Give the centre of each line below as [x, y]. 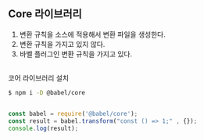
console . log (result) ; [43, 128]
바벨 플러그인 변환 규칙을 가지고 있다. [76, 54]
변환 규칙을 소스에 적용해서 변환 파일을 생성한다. [92, 34]
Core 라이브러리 [45, 14]
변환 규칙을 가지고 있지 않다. [62, 44]
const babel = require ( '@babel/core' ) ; [73, 114]
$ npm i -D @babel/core [47, 93]
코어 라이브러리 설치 [38, 78]
